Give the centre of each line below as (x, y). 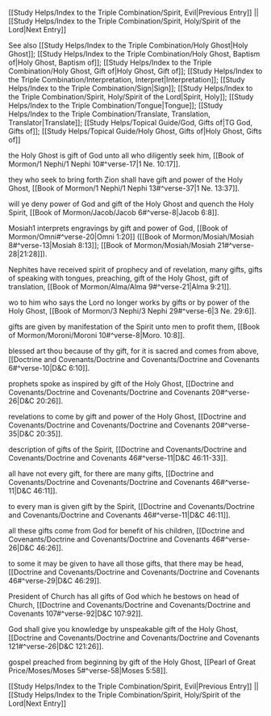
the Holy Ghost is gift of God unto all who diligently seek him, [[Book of (126, 155)
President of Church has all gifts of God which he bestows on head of (124, 596)
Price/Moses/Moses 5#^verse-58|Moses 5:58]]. (88, 670)
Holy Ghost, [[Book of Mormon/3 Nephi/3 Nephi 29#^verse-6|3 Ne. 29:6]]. (132, 311)
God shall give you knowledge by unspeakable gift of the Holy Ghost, (123, 629)
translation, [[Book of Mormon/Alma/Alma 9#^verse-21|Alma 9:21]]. (120, 286)
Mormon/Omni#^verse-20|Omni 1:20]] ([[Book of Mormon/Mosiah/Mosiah (131, 237)
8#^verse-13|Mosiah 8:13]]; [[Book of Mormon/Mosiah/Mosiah (112, 245)
